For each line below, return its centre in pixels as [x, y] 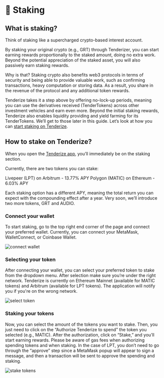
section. [13, 159]
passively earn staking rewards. [37, 65]
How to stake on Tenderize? [49, 142]
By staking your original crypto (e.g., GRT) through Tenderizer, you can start [82, 50]
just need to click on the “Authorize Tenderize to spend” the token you [76, 329]
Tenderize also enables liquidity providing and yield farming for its [72, 116]
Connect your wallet [30, 216]
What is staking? [31, 28]
